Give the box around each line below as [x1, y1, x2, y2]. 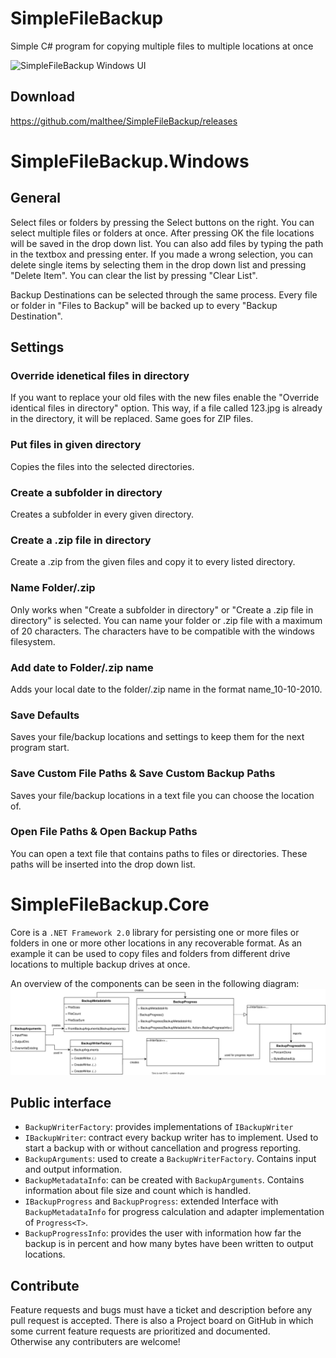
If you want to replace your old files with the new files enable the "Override [10, 392, 320, 404]
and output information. [24, 1163, 123, 1176]
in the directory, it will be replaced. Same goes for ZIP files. [10, 413, 254, 425]
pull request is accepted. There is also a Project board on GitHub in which [10, 1315, 314, 1327]
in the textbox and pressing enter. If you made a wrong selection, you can [10, 248, 313, 260]
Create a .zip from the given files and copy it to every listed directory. [10, 556, 296, 568]
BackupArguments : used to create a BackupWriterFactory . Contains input [24, 1153, 317, 1165]
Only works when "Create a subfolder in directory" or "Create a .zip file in [10, 603, 314, 616]
